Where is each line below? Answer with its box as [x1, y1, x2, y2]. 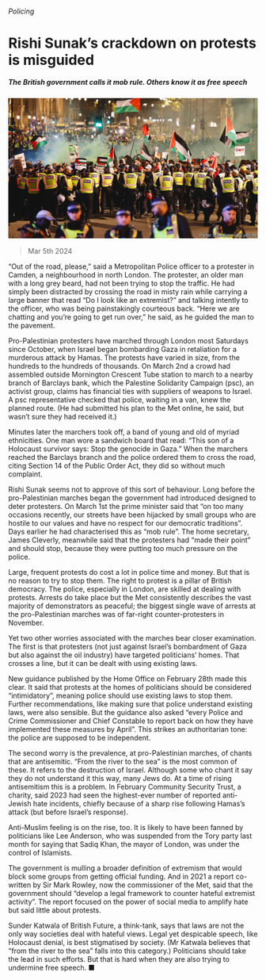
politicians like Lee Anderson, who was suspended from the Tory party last [8, 831, 253, 840]
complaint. [8, 469, 43, 479]
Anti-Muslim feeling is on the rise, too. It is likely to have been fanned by [8, 823, 244, 833]
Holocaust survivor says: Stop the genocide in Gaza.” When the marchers [8, 444, 248, 454]
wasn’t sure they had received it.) [8, 412, 117, 422]
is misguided [8, 51, 95, 69]
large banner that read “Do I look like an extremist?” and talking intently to [8, 296, 249, 305]
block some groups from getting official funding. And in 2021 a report [8, 872, 234, 882]
